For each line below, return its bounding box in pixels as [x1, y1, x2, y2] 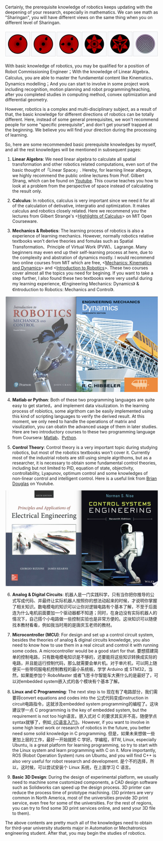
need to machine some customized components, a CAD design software [12, 779, 158, 785]
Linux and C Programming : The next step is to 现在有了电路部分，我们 [12, 688, 154, 694]
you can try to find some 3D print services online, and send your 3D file [12, 805, 156, 811]
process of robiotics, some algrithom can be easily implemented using [12, 408, 153, 414]
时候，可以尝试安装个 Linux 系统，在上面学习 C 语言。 [25, 764, 134, 770]
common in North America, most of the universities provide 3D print [12, 795, 148, 801]
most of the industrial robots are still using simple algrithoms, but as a [12, 454, 152, 460]
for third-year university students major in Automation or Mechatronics [5, 825, 147, 831]
